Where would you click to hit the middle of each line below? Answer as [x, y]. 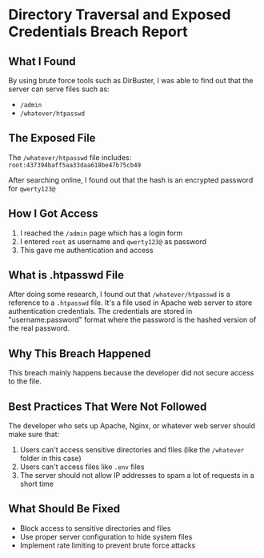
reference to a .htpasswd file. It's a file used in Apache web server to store [130, 303]
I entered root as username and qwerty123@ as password [113, 241]
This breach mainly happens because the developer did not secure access [131, 373]
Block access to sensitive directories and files [95, 528]
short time [37, 484]
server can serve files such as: [59, 89]
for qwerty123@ [32, 188]
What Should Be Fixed [64, 509]
